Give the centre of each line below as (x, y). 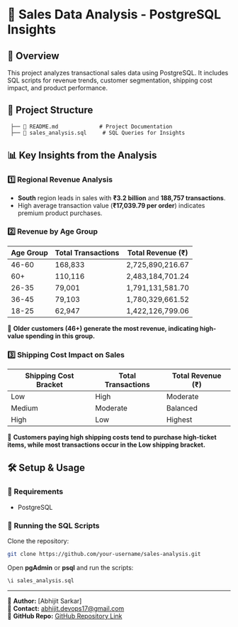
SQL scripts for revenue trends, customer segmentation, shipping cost (110, 80)
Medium (24, 408)
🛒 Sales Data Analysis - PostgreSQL (114, 15)
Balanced (182, 408)
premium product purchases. (60, 213)
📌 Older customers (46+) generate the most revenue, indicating (103, 328)
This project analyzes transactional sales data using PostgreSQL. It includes (118, 73)
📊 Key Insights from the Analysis (82, 156)
